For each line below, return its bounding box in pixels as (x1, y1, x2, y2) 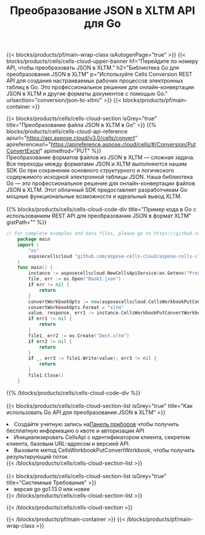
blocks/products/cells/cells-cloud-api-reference (6, 128, 128, 135)
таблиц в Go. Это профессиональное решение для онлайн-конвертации (6, 84, 194, 91)
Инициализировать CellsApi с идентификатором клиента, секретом (14, 433, 190, 440)
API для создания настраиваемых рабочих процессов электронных (6, 77, 184, 84)
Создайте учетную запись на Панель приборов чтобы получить (14, 420, 179, 428)
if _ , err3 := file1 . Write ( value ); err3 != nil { (28, 355, 157, 362)
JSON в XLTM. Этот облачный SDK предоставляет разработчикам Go (6, 186, 188, 194)
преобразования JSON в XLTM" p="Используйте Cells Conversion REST (6, 71, 193, 78)
